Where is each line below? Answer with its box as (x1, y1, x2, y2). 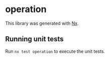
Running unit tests (5, 35, 64, 43)
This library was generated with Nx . (5, 20, 79, 26)
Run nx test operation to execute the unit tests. (5, 48, 105, 54)
